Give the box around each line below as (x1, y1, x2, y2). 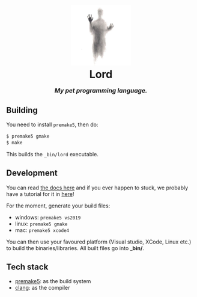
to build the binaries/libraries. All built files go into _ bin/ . (6, 244, 144, 251)
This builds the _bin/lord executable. (6, 150, 99, 158)
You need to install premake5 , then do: (6, 121, 98, 128)
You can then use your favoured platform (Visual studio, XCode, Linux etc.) (6, 238, 192, 245)
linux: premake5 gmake (14, 220, 68, 227)
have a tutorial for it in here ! (6, 190, 74, 197)
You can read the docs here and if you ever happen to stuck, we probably (6, 184, 189, 191)
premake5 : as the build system (14, 278, 91, 285)
